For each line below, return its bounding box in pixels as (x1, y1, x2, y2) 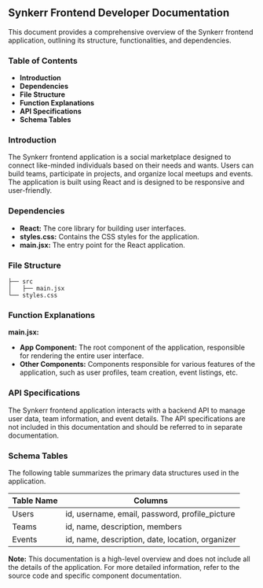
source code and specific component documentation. (8, 571, 182, 580)
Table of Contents (8, 55, 79, 66)
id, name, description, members (65, 521, 182, 532)
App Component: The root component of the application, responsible (19, 342, 246, 353)
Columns (133, 495, 169, 506)
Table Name (12, 495, 58, 506)
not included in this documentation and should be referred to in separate (8, 422, 243, 431)
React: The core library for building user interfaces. (19, 224, 187, 233)
